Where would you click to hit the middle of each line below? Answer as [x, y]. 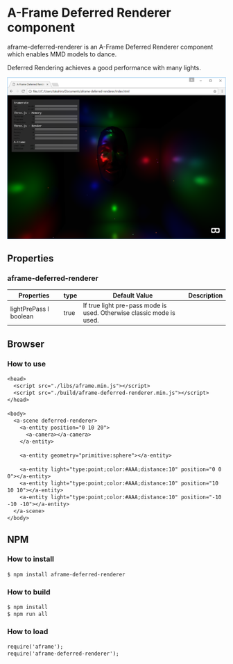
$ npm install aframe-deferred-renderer [67, 574]
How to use [27, 364]
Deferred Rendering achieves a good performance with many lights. [104, 67]
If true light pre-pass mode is [125, 305]
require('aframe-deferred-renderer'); [63, 654]
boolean [22, 316]
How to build [29, 592]
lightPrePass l [30, 309]
